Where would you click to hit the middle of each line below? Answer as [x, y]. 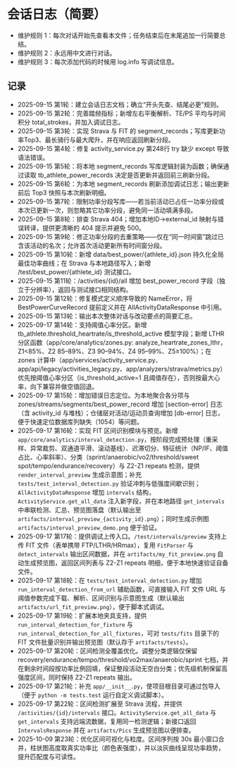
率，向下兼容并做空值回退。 [58, 386]
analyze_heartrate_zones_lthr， [181, 342]
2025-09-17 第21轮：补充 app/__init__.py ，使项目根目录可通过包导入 [119, 686]
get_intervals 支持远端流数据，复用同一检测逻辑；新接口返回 [107, 721]
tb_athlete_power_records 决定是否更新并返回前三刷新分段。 [125, 175]
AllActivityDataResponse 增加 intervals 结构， [86, 492]
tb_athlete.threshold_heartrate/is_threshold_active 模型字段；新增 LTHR [121, 333]
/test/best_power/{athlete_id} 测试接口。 [76, 271]
